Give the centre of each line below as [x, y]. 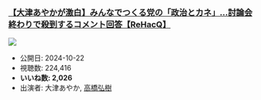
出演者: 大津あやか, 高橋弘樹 [66, 88]
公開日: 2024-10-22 [52, 58]
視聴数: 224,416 [45, 68]
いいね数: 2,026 [46, 78]
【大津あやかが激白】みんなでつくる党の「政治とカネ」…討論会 [130, 12]
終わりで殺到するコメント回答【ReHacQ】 [90, 24]
